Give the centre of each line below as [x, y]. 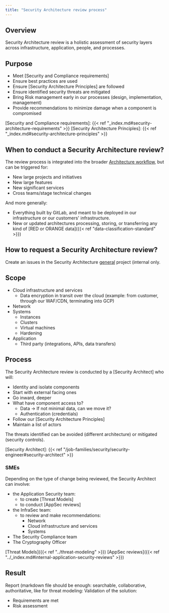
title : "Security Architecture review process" [56, 10]
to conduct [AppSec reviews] [50, 505]
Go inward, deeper [32, 398]
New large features [33, 183]
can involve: [18, 484]
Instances [30, 317]
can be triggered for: [27, 168]
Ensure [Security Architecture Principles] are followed [68, 87]
